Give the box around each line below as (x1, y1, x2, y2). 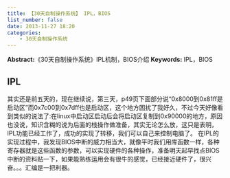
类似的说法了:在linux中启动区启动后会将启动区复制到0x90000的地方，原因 (12, 111, 223, 120)
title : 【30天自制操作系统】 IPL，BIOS (7, 10, 111, 17)
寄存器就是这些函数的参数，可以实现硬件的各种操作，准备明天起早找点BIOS (7, 146, 220, 155)
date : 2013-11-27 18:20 (7, 23, 76, 30)
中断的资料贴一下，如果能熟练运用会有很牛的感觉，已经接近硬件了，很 (7, 155, 206, 163)
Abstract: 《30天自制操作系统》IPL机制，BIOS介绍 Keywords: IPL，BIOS (7, 56, 213, 64)
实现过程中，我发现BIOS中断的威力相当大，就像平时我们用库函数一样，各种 (7, 137, 220, 146)
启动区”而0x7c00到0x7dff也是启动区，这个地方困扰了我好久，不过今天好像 (7, 103, 218, 111)
